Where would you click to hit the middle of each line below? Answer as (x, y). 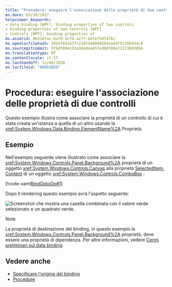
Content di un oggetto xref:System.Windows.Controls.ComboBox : (75, 174)
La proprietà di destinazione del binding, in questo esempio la (70, 228)
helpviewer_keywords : (28, 20)
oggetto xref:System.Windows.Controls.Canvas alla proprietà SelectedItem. (85, 168)
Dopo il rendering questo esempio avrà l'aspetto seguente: (67, 194)
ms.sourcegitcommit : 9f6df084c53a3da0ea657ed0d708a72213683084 (74, 48)
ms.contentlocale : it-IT (32, 58)
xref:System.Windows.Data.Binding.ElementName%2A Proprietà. (74, 129)
